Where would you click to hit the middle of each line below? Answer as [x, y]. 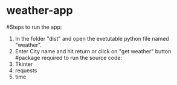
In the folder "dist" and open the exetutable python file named [92, 38]
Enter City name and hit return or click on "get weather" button [93, 51]
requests [26, 70]
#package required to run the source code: [69, 57]
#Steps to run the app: [34, 27]
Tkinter [24, 64]
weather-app [40, 10]
